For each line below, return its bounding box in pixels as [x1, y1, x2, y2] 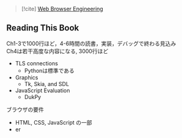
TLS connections [15, 59, 58, 67]
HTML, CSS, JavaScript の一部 [15, 118, 93, 126]
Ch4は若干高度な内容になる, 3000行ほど [6, 47, 109, 54]
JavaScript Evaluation [15, 87, 70, 94]
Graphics [15, 73, 38, 81]
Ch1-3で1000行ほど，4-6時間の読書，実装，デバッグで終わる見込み [6, 40, 177, 47]
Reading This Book [6, 23, 79, 33]
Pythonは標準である [24, 67, 75, 74]
